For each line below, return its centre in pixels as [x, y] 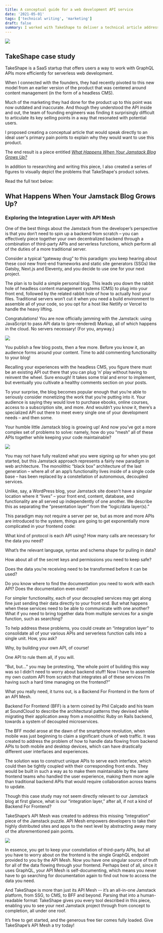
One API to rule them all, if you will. [40, 657]
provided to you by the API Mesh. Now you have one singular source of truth [81, 860]
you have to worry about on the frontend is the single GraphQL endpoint [77, 855]
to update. [15, 786]
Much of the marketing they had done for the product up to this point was [78, 102]
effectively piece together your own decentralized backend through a [74, 239]
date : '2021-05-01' [25, 14]
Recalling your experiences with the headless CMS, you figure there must [78, 367]
